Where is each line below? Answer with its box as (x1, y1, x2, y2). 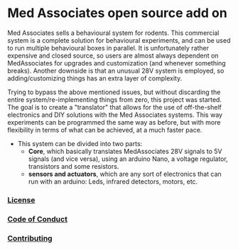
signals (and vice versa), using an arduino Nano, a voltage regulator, (28, 155, 229, 163)
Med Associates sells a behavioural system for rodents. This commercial (7, 28, 220, 37)
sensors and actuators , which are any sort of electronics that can (28, 170, 222, 178)
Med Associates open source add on (7, 5, 227, 21)
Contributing (7, 233, 53, 243)
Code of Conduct (7, 214, 67, 224)
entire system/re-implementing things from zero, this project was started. (7, 95, 222, 104)
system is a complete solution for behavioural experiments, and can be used (7, 36, 231, 44)
